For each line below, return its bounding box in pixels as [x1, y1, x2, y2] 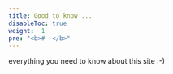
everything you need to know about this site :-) [8, 56, 165, 66]
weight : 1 [8, 27, 45, 35]
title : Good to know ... [8, 11, 93, 20]
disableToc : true [8, 19, 67, 27]
